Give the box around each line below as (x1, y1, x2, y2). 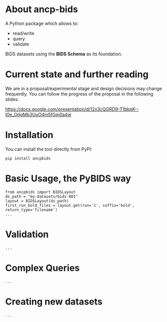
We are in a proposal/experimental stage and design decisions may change (5, 85, 162, 91)
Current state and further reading (5, 69, 149, 80)
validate (12, 41, 29, 47)
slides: (5, 96, 19, 102)
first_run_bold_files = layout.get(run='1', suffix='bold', (5, 203, 135, 208)
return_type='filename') (5, 207, 58, 212)
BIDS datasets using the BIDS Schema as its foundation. (5, 51, 122, 57)
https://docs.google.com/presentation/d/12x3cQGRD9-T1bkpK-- (5, 106, 139, 112)
